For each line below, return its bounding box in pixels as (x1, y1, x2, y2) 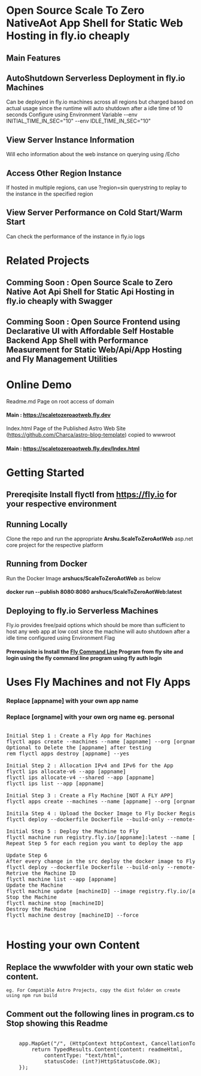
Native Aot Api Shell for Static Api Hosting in (6, 287, 175, 297)
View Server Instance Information (6, 135, 135, 145)
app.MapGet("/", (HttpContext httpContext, (19, 1039, 148, 1047)
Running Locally (6, 519, 68, 530)
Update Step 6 (6, 852, 48, 859)
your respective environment (6, 499, 117, 509)
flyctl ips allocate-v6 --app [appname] (6, 768, 127, 775)
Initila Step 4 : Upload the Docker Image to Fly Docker (6, 810, 177, 817)
